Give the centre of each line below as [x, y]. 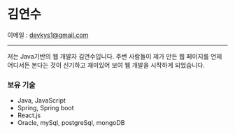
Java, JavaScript [42, 100]
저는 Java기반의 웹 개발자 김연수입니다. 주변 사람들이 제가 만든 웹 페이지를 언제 [115, 56]
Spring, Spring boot [46, 108]
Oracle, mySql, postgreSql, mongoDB [71, 123]
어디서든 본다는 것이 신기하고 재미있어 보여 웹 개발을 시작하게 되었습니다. [106, 65]
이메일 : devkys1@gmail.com [48, 35]
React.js [29, 115]
